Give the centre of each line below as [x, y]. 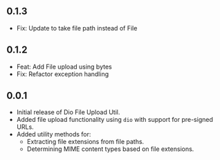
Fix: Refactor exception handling [63, 74]
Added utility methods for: [54, 134]
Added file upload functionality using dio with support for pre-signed [115, 120]
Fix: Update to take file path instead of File [77, 28]
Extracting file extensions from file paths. [85, 142]
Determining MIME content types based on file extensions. [110, 149]
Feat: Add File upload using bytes [64, 66]
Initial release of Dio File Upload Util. [68, 112]
